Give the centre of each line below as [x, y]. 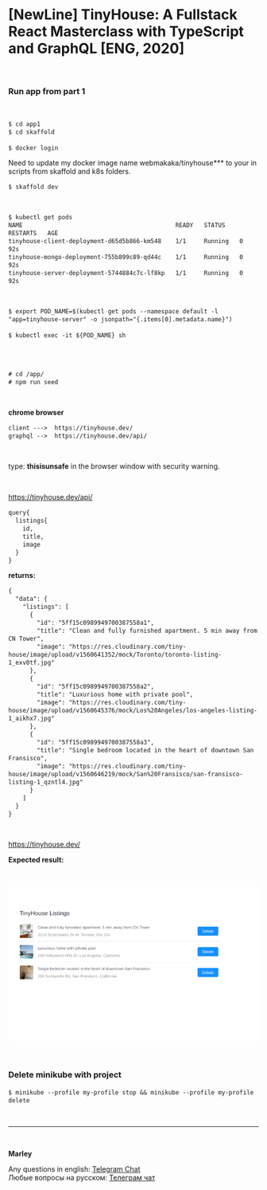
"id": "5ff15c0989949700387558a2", [96, 687]
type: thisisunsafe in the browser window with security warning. [114, 466]
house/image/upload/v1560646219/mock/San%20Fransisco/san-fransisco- [126, 775]
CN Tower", [26, 639]
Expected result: [36, 860]
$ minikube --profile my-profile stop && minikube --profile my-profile [131, 1092]
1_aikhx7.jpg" [32, 719]
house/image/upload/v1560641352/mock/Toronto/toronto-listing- [115, 655]
